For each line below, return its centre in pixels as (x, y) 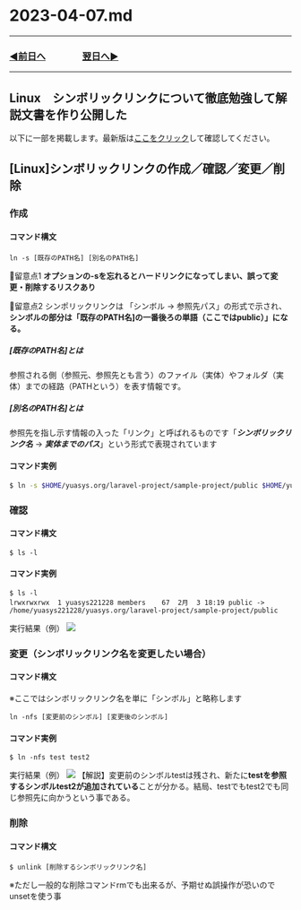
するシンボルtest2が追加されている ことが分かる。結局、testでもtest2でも (145, 786)
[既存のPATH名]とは (46, 351)
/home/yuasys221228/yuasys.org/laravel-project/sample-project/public (144, 611)
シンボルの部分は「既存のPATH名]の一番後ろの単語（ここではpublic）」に (145, 317)
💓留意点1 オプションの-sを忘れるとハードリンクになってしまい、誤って (140, 275)
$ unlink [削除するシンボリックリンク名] (78, 867)
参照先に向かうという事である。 (76, 798)
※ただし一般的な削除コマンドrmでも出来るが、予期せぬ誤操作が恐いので (142, 885)
